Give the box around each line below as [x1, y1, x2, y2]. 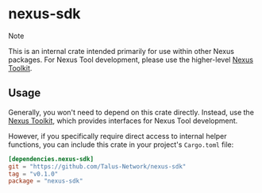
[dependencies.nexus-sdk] [8, 155, 94, 163]
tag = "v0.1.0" [8, 170, 59, 178]
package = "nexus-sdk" [8, 177, 83, 185]
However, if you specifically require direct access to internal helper [8, 131, 228, 141]
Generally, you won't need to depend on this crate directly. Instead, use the [8, 107, 254, 117]
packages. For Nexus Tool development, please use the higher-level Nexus [8, 55, 254, 64]
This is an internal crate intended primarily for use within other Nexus [8, 46, 234, 56]
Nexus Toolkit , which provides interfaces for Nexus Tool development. [8, 116, 238, 125]
